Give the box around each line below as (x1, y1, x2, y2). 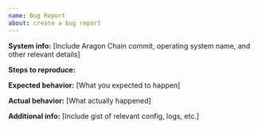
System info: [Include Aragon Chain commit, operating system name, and (8, 41, 251, 50)
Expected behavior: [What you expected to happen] (8, 80, 181, 90)
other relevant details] (8, 49, 81, 59)
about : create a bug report (8, 19, 102, 27)
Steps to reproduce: (8, 64, 76, 74)
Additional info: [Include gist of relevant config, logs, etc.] (8, 111, 200, 120)
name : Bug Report (8, 11, 66, 20)
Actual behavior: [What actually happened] (8, 96, 151, 105)
